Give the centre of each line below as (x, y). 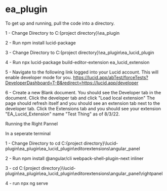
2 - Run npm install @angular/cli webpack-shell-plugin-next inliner (74, 158)
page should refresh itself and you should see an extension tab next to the (83, 103)
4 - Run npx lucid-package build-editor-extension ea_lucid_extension (77, 62)
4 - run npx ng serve (27, 183)
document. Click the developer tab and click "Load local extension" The (80, 98)
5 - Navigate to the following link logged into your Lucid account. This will (82, 72)
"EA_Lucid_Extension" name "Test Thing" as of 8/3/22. (62, 114)
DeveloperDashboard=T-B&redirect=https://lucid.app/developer (72, 83)
